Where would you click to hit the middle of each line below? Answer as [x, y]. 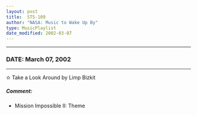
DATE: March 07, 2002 [39, 59]
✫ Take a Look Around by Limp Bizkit [51, 77]
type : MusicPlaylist [31, 28]
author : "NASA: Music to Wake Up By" [52, 22]
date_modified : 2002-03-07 [39, 33]
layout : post [22, 11]
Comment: [19, 91]
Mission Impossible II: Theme [50, 106]
